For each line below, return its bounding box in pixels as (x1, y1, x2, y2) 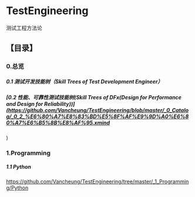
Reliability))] (43, 101, 75, 108)
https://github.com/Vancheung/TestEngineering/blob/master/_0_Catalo (8, 107, 189, 114)
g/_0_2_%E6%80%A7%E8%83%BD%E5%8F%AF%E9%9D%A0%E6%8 (6, 113, 189, 120)
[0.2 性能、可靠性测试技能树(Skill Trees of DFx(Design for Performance (6, 94, 182, 101)
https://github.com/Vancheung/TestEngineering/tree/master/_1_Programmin (6, 178, 189, 185)
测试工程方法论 (6, 24, 42, 31)
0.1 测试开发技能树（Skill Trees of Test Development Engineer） (6, 78, 163, 85)
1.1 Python (6, 163, 31, 171)
